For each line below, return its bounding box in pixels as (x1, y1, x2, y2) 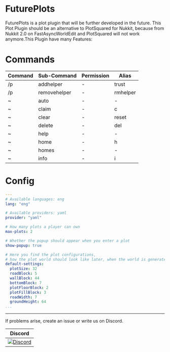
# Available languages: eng (5, 196, 65, 202)
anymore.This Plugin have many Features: (5, 36, 93, 42)
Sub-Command (38, 72, 77, 79)
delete (38, 122, 53, 129)
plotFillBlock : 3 (10, 290, 47, 295)
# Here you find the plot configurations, (5, 252, 96, 257)
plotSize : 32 (10, 266, 37, 271)
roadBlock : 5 (10, 271, 37, 276)
